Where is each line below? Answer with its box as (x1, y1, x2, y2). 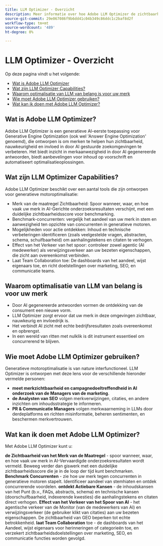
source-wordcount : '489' (5, 25, 55, 30)
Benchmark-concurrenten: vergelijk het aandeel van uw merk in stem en (12, 216, 157, 222)
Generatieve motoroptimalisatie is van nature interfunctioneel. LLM (5, 366, 138, 371)
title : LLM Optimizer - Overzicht (5, 7, 75, 12)
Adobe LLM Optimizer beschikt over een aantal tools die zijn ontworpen (5, 186, 148, 192)
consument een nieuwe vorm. (12, 307, 72, 314)
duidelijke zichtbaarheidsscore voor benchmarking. (12, 211, 115, 217)
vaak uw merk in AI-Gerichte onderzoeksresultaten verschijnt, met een (12, 206, 154, 211)
